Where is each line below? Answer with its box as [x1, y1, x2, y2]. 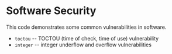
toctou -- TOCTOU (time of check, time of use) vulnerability [14, 35, 159, 42]
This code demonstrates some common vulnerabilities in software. [6, 23, 167, 31]
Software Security [6, 4, 97, 18]
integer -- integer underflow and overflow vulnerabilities [14, 41, 152, 48]
